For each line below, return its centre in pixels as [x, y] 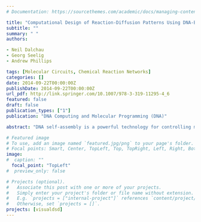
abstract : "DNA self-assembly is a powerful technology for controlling [99, 127]
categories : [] [25, 77]
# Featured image [28, 138]
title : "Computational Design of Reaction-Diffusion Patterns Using [93, 22]
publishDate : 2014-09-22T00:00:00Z [51, 88]
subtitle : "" [22, 28]
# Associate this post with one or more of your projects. [84, 187]
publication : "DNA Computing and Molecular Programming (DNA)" [87, 116]
